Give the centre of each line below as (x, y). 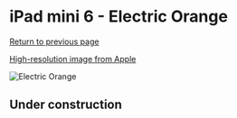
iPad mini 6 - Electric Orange (119, 17)
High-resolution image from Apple (73, 59)
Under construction (66, 105)
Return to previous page (54, 41)
